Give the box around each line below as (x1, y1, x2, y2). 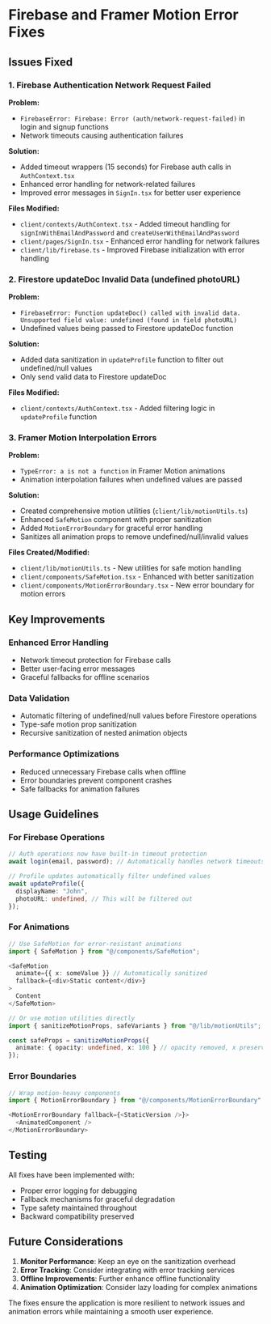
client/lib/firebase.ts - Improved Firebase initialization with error (19, 244, 245, 254)
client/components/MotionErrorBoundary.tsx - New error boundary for (19, 580, 255, 590)
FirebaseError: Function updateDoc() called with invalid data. (19, 309, 241, 317)
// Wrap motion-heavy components (8, 1088, 121, 1097)
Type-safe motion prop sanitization (19, 719, 137, 729)
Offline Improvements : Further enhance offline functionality (19, 1273, 220, 1284)
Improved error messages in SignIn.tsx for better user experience (19, 188, 241, 197)
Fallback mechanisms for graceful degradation (19, 1194, 176, 1203)
